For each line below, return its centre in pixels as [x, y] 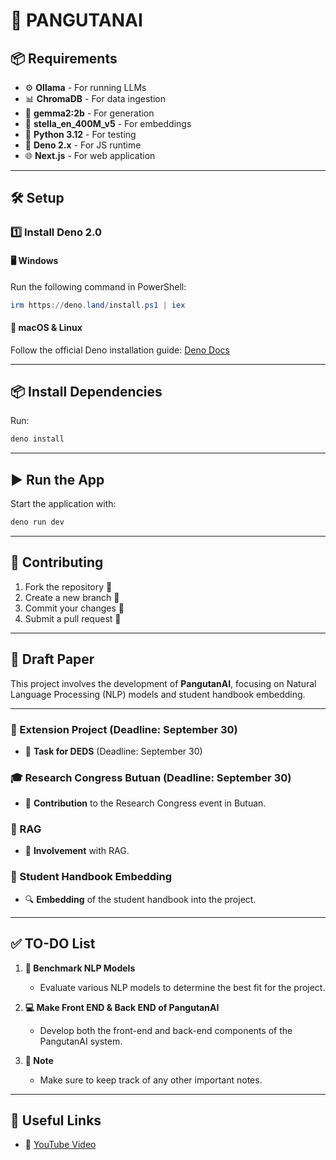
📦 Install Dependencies [86, 391]
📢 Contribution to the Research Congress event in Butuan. [145, 803]
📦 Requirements [64, 58]
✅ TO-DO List [53, 944]
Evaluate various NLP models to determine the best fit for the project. [182, 987]
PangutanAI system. [81, 1041]
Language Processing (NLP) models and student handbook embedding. [158, 694]
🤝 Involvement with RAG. [77, 851]
